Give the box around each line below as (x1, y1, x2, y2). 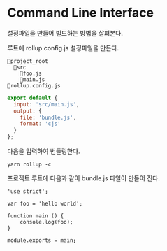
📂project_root (7, 57, 49, 64)
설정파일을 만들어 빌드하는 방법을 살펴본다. (7, 29, 124, 37)
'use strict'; (7, 188, 49, 195)
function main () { (7, 213, 64, 220)
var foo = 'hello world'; (7, 201, 82, 208)
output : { (13, 107, 42, 115)
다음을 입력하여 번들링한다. (7, 147, 80, 155)
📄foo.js (20, 70, 42, 77)
